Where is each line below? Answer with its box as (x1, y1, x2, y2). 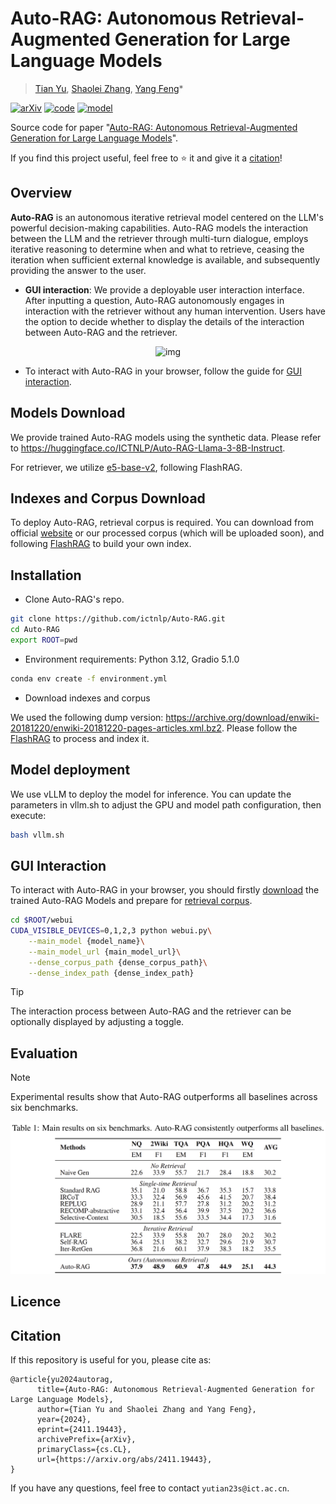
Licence (10, 1293, 62, 1311)
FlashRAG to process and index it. (10, 732, 150, 744)
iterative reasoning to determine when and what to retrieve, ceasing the (10, 243, 305, 255)
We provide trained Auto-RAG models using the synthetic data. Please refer (10, 431, 322, 443)
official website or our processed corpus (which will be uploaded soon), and (10, 527, 325, 539)
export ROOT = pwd (10, 635, 78, 645)
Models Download (10, 405, 126, 422)
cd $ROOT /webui (10, 915, 74, 926)
